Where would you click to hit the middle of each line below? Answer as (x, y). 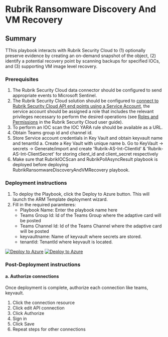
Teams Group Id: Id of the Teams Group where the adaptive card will (91, 215)
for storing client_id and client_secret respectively (107, 154)
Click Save (23, 323)
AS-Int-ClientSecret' (33, 154)
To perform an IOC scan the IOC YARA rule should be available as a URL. (88, 127)
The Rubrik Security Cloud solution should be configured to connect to (86, 101)
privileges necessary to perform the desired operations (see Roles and (86, 117)
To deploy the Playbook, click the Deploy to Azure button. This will (81, 194)
